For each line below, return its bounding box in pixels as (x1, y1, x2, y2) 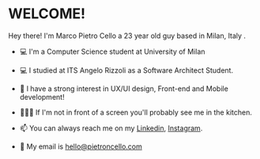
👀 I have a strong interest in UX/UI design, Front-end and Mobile (19, 84, 229, 93)
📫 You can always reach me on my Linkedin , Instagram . (19, 123, 203, 133)
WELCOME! (8, 5, 85, 23)
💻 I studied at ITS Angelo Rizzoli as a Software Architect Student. (19, 65, 234, 75)
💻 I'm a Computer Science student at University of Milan (19, 47, 205, 56)
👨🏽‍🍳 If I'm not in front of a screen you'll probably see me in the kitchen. (19, 108, 253, 117)
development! (19, 92, 65, 101)
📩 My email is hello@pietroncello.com (19, 142, 142, 151)
